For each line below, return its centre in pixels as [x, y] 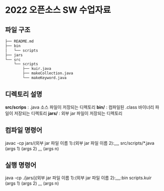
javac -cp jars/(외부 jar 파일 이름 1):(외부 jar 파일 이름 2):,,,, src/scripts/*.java [80, 143]
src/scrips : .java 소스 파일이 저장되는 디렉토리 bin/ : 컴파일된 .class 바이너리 [80, 107]
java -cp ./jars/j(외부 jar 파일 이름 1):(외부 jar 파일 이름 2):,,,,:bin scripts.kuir [78, 178]
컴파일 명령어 [24, 130]
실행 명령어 [21, 165]
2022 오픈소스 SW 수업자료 [58, 10]
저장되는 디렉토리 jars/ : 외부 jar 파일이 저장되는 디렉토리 [68, 113]
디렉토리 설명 [24, 95]
